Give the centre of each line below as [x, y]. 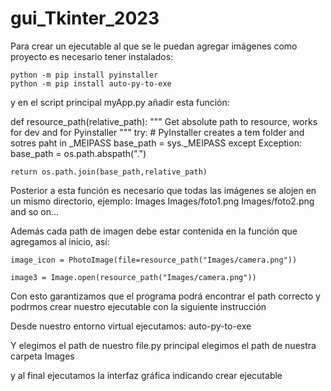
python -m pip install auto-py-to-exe [91, 83]
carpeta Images [42, 356]
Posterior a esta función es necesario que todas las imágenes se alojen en [163, 190]
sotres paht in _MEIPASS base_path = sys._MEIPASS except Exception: [156, 143]
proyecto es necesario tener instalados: [92, 56]
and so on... [35, 211]
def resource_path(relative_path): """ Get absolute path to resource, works [164, 121]
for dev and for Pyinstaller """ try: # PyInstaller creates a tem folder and [157, 132]
